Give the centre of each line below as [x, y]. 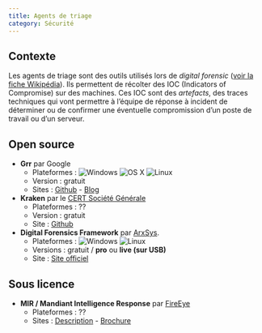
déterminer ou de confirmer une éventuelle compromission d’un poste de [130, 110]
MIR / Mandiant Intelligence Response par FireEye [105, 303]
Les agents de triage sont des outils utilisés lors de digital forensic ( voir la [131, 76]
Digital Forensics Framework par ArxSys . [90, 233]
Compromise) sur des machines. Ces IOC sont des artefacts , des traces [128, 93]
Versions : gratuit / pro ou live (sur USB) [99, 250]
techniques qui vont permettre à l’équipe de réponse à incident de [118, 101]
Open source [42, 144]
